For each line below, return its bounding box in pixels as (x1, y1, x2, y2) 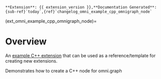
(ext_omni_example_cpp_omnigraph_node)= (5, 18, 97, 24)
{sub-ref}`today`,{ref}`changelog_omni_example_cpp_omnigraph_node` (5, 9, 152, 14)
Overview (5, 36, 47, 48)
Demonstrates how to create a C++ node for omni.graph (5, 67, 122, 73)
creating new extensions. (5, 58, 58, 64)
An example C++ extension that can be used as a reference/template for (5, 52, 156, 58)
